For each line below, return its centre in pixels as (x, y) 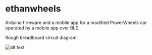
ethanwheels (33, 9)
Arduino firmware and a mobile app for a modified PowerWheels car (76, 22)
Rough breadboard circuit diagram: (42, 37)
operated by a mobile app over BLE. (42, 27)
